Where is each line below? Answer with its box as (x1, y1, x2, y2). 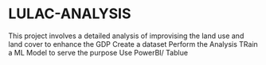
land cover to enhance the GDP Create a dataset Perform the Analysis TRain (8, 39, 259, 48)
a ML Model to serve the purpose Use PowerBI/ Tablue (8, 48, 189, 57)
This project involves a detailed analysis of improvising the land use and (8, 31, 244, 40)
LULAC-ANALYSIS (8, 5, 131, 23)
